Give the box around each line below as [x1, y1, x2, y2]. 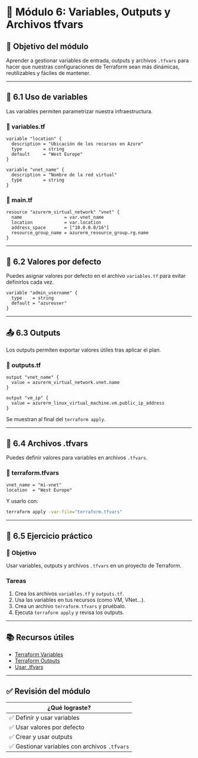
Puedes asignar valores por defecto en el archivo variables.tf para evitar [6, 273, 186, 280]
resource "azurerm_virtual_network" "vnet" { [6, 209, 120, 215]
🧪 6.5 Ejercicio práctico [6, 531, 93, 541]
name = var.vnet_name [11, 215, 104, 221]
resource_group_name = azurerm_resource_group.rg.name [11, 230, 149, 236]
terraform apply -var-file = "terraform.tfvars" [6, 509, 123, 515]
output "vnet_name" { [6, 375, 60, 380]
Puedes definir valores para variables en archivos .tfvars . [6, 454, 148, 461]
